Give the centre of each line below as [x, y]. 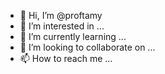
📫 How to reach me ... [66, 58]
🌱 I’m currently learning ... [73, 36]
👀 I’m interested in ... [62, 26]
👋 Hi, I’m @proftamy [61, 15]
